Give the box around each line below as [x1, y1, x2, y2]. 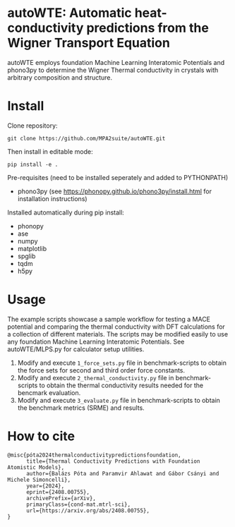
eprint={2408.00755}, [25, 488, 90, 495]
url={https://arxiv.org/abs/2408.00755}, [25, 507, 150, 514]
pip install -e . [7, 161, 59, 168]
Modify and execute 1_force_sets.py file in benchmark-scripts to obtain [17, 358, 227, 367]
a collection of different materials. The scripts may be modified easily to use [7, 329, 228, 338]
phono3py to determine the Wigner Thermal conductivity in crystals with [7, 66, 219, 74]
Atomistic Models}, [7, 464, 65, 471]
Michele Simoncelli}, [7, 476, 71, 483]
